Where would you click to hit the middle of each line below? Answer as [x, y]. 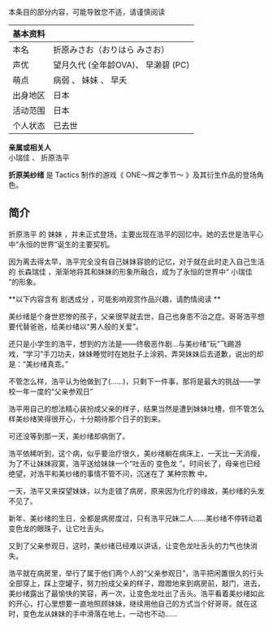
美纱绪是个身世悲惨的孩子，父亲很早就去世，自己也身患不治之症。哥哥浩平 [133, 316]
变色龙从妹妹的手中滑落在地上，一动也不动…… [100, 613]
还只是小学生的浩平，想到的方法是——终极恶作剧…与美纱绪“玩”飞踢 [121, 343]
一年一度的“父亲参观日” [54, 391]
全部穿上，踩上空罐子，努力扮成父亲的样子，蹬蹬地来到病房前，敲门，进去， [136, 583]
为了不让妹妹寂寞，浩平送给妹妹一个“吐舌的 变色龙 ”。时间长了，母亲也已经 [135, 463]
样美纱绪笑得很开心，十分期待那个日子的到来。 [87, 419]
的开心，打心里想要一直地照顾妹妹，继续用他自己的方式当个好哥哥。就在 [129, 603]
